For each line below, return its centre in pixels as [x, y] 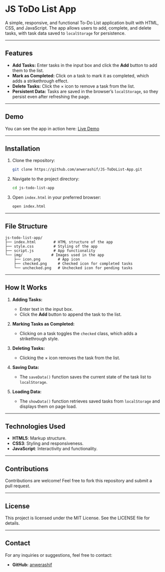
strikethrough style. [39, 338]
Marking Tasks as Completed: [43, 324]
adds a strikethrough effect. [40, 81]
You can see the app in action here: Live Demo [52, 129]
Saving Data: [26, 367]
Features [19, 53]
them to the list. [28, 70]
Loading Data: [27, 391]
